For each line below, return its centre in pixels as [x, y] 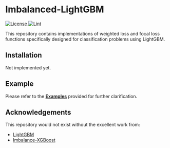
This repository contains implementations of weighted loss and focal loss [83, 33]
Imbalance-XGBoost [34, 140]
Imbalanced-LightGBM [55, 10]
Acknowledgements [38, 112]
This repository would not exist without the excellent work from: [73, 125]
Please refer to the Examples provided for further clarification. [71, 96]
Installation [24, 55]
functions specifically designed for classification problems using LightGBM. [85, 39]
